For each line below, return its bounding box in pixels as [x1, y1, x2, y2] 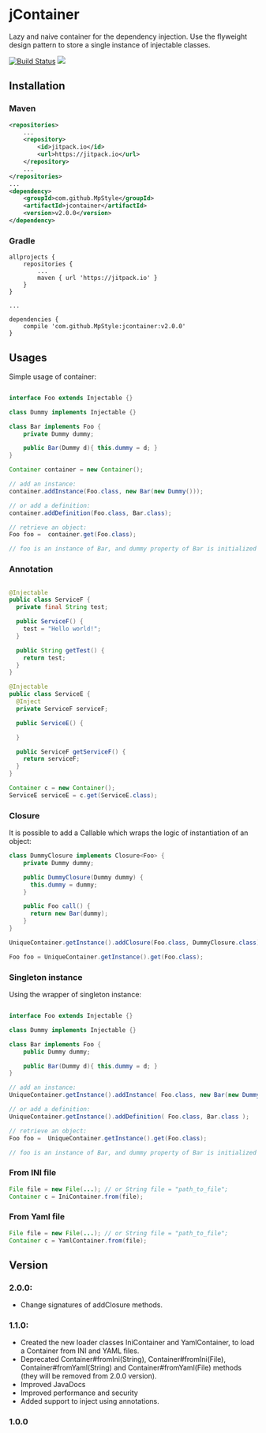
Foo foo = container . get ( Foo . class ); [9, 531, 137, 539]
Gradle [9, 235, 36, 246]
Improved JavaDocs [20, 1380, 86, 1390]
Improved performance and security [20, 1388, 139, 1397]
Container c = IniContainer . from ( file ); [9, 1193, 144, 1200]
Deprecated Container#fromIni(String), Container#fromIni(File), [20, 1355, 226, 1364]
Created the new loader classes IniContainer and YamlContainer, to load [20, 1338, 255, 1348]
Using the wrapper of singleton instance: [9, 990, 141, 999]
